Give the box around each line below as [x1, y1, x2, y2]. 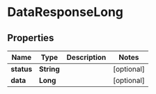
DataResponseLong [7, 4, 124, 20]
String [38, 64, 61, 74]
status [10, 64, 33, 74]
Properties [7, 32, 54, 44]
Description [66, 53, 107, 62]
